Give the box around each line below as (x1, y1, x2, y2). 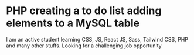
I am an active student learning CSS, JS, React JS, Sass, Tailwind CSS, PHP (6, 36, 189, 43)
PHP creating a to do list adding (6, 4, 162, 18)
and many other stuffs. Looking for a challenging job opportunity (6, 42, 162, 49)
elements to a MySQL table (6, 16, 139, 30)
